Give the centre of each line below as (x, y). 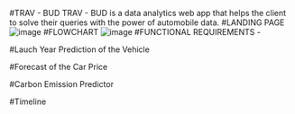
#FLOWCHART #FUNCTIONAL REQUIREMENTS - (152, 32)
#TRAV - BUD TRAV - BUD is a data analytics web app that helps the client (148, 13)
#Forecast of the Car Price (59, 67)
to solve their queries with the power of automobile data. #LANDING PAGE (147, 22)
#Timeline (28, 101)
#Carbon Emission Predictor (62, 84)
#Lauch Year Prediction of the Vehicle (80, 49)
